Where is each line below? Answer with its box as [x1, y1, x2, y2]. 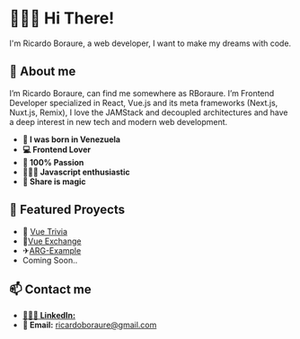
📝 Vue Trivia [22, 226, 68, 236]
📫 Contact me [9, 281, 92, 297]
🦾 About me [9, 64, 76, 79]
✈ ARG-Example [22, 245, 82, 255]
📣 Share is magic [22, 175, 87, 187]
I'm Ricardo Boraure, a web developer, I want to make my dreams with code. [9, 38, 292, 49]
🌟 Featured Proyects [9, 202, 126, 218]
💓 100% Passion [22, 156, 84, 167]
